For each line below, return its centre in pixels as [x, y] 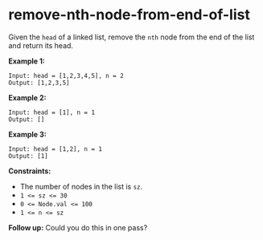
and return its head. [41, 45]
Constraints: [30, 171]
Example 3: [27, 134]
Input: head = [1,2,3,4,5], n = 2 [66, 75]
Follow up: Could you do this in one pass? [78, 227]
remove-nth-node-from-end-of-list [129, 15]
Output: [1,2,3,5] [39, 83]
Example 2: [27, 97]
